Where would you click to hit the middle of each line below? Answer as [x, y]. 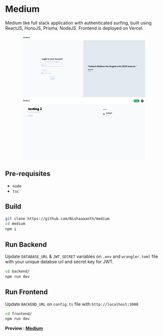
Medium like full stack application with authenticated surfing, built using [79, 23]
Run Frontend [27, 292]
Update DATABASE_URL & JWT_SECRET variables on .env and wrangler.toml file [82, 256]
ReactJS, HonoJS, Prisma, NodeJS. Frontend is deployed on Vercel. [74, 28]
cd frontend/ [19, 314]
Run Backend [26, 245]
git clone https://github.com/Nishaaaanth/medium [57, 219]
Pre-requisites [28, 174]
